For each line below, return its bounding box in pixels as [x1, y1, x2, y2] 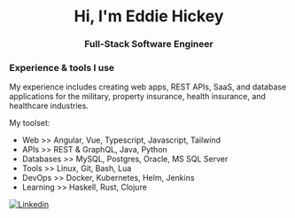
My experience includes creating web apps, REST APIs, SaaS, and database [9, 82, 287, 92]
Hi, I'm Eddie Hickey [74, 6, 224, 27]
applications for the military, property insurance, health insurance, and [9, 91, 266, 102]
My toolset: [9, 118, 50, 128]
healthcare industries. [9, 100, 89, 112]
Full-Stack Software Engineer [83, 38, 214, 51]
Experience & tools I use [9, 62, 115, 74]
